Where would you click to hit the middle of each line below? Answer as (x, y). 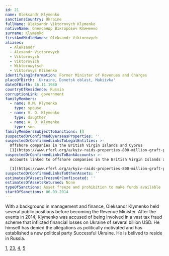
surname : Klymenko (24, 33)
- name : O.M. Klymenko (33, 104)
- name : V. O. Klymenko (34, 113)
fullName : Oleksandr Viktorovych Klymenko (50, 24)
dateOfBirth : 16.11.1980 (31, 84)
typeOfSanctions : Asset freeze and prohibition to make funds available (83, 187)
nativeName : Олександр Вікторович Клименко (52, 29)
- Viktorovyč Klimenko (33, 71)
